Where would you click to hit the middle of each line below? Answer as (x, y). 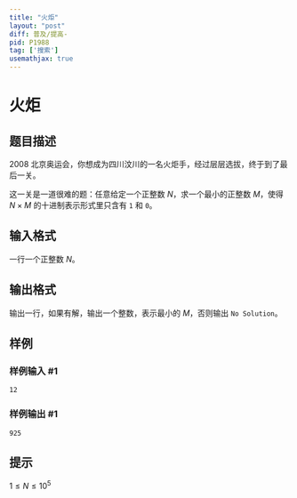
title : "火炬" (34, 17)
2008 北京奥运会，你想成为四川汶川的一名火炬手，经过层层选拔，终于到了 (144, 164)
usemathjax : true (41, 59)
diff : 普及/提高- (39, 34)
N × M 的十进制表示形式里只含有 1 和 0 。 (83, 205)
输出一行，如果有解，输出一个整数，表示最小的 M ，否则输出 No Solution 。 (146, 313)
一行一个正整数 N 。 (44, 259)
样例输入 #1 (33, 371)
